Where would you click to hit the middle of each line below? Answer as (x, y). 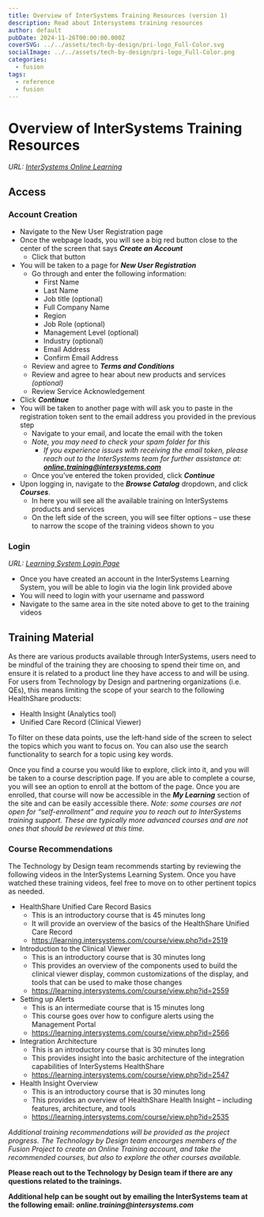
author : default (35, 30)
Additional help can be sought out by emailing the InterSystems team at (128, 1196)
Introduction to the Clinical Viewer (75, 949)
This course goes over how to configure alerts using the (123, 1016)
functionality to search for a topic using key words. (91, 754)
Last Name (61, 290)
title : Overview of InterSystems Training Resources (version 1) (118, 15)
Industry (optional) (74, 341)
